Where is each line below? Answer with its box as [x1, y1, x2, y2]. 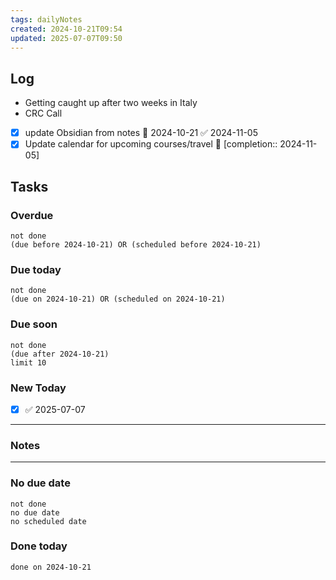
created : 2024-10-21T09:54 [10, 24, 123, 34]
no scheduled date [10, 516, 87, 526]
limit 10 [10, 357, 47, 368]
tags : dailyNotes [10, 14, 83, 25]
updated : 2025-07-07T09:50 [10, 33, 123, 43]
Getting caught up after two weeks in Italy [24, 97, 198, 109]
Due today [10, 262, 62, 276]
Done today [10, 539, 68, 553]
